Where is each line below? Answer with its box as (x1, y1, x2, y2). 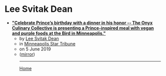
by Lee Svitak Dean (19, 36, 59, 41)
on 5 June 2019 (19, 46, 51, 52)
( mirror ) (19, 51, 35, 57)
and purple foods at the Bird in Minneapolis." (11, 30, 106, 36)
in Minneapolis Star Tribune (19, 40, 76, 46)
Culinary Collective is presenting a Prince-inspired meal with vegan (11, 25, 154, 31)
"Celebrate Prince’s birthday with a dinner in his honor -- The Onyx (11, 20, 153, 26)
